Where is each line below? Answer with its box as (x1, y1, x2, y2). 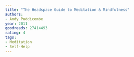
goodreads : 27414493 (5, 26, 48, 31)
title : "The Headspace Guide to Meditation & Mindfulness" (5, 7, 130, 12)
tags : (5, 35, 16, 40)
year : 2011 (5, 21, 28, 26)
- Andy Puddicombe (5, 16, 43, 21)
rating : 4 (5, 30, 26, 35)
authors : (5, 12, 23, 17)
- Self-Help (5, 44, 30, 49)
